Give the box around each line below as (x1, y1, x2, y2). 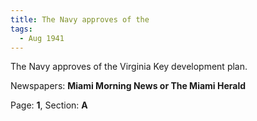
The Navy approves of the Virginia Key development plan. (10, 61, 248, 73)
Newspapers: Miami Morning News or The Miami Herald (10, 80, 247, 92)
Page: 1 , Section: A (10, 99, 88, 111)
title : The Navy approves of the (10, 14, 150, 25)
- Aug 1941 (19, 33, 65, 43)
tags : (10, 24, 33, 34)
